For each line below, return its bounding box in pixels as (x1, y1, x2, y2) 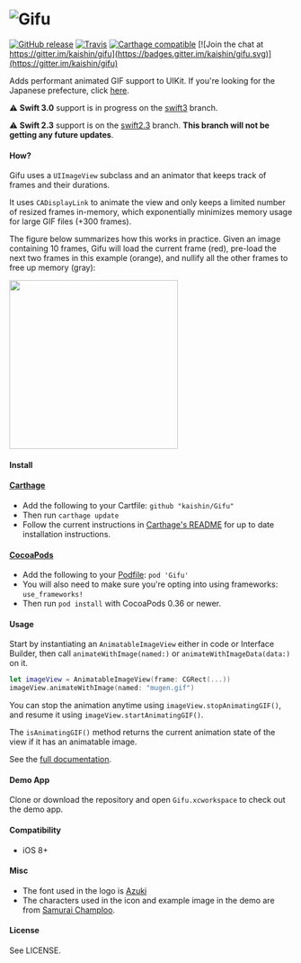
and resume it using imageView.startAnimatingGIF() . (9, 709, 204, 720)
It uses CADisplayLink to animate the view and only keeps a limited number (9, 197, 286, 208)
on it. (9, 658, 29, 669)
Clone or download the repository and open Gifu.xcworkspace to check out (9, 795, 286, 805)
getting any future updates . (9, 129, 114, 139)
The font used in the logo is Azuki (22, 885, 147, 895)
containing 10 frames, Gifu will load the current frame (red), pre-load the (9, 243, 277, 254)
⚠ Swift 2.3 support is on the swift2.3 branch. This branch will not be (9, 120, 270, 130)
